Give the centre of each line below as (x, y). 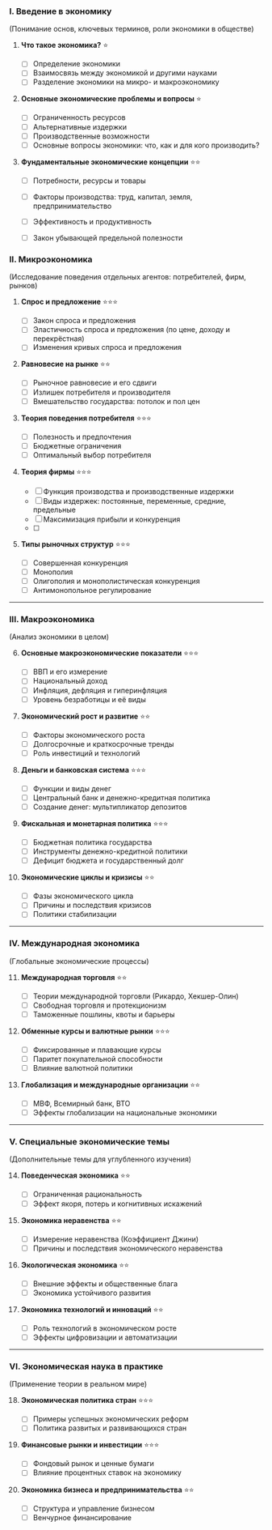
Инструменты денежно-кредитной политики (110, 851)
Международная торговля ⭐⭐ (74, 977)
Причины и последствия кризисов (92, 906)
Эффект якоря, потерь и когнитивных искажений (117, 1204)
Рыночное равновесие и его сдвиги (94, 383)
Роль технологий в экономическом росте (105, 1328)
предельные (54, 509)
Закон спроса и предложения (84, 321)
